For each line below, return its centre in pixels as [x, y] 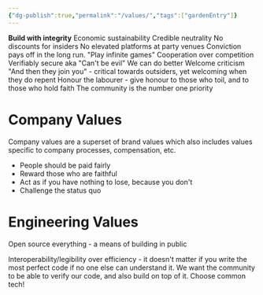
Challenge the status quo [60, 190]
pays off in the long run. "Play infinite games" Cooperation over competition [131, 54]
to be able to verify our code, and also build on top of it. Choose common [127, 275]
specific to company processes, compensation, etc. [92, 149]
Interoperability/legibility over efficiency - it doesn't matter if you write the [128, 259]
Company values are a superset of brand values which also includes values [131, 142]
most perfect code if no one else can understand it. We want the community [132, 267]
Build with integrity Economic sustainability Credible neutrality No [116, 38]
